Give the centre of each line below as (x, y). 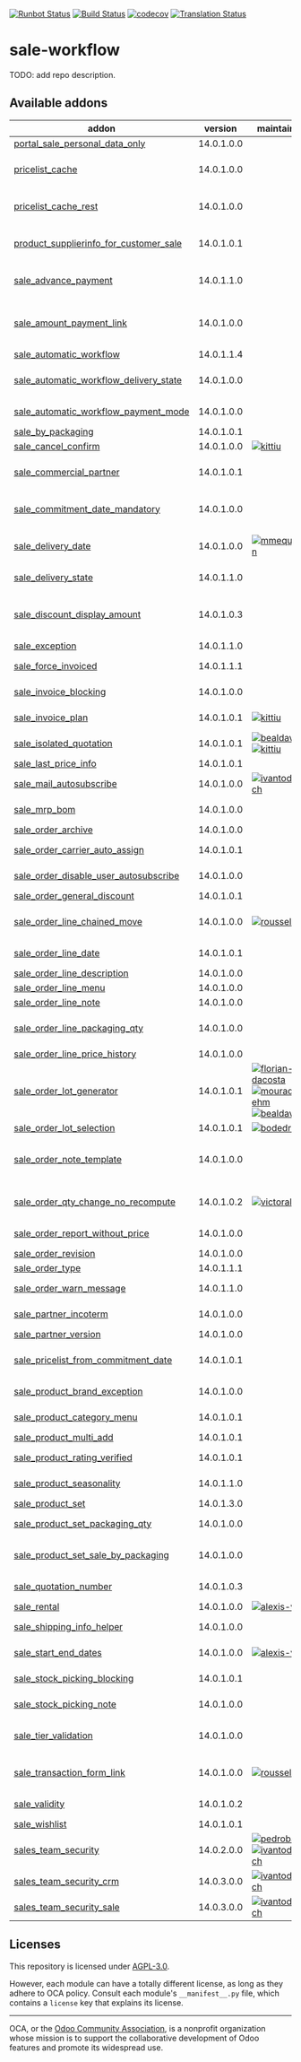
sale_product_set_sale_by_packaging (92, 1554)
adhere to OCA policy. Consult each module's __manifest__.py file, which (144, 1993)
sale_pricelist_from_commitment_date (93, 1360)
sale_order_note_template (68, 1159)
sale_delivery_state (54, 577)
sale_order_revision (55, 1253)
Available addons (59, 103)
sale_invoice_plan (51, 718)
